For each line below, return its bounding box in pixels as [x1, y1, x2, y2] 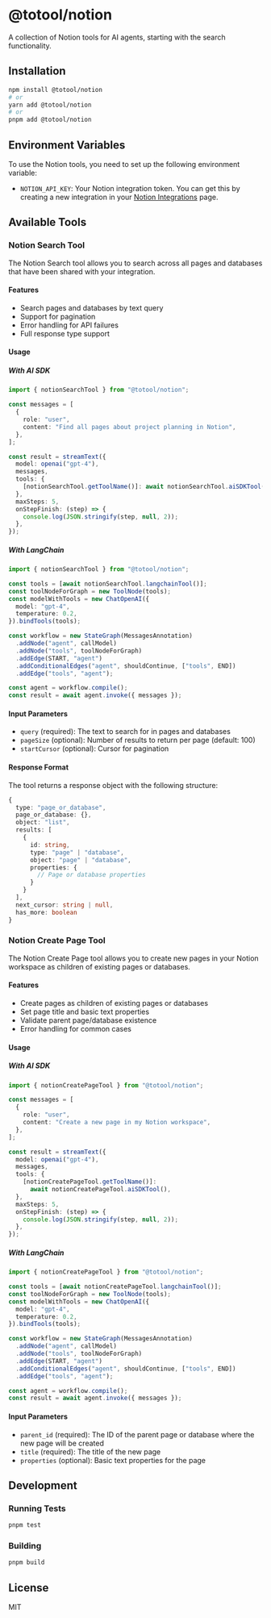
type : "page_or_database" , [15, 803, 106, 811]
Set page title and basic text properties [19, 1007, 150, 1017]
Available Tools [8, 215, 87, 229]
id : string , [29, 840, 70, 849]
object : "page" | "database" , [29, 856, 131, 864]
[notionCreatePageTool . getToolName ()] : [23, 1178, 157, 1186]
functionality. [8, 40, 52, 50]
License [8, 1581, 49, 1595]
